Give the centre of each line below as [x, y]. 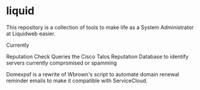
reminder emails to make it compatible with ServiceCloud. [77, 81]
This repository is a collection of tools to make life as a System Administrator [100, 27]
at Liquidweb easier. [31, 33]
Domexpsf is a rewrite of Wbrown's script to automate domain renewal [93, 74]
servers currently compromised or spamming [62, 63]
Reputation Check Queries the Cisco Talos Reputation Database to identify [97, 56]
